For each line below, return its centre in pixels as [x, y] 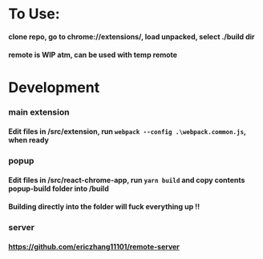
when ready [29, 140]
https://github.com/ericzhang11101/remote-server [94, 246]
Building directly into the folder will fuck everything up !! [104, 207]
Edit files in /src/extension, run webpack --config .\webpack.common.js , [127, 132]
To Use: [34, 14]
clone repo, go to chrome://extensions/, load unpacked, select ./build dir [131, 36]
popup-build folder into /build [59, 188]
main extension [39, 112]
